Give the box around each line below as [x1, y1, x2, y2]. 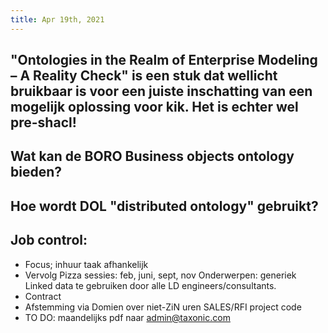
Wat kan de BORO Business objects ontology [10, 148, 295, 165]
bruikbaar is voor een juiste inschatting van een [10, 83, 313, 100]
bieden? [10, 164, 63, 181]
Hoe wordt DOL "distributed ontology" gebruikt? [10, 197, 319, 215]
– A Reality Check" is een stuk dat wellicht [10, 67, 278, 85]
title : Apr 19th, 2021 [10, 14, 105, 25]
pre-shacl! [10, 114, 77, 131]
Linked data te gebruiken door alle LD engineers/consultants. [24, 279, 277, 291]
